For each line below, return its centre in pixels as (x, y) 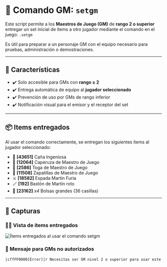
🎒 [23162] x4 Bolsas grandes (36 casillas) (55, 191)
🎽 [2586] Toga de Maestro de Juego (50, 167)
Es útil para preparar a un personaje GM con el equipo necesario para (77, 44)
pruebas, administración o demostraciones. (50, 49)
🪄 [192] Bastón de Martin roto (43, 183)
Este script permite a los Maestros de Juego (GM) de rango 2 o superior (80, 24)
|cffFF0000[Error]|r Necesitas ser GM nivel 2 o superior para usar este (83, 259)
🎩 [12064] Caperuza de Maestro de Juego (56, 162)
